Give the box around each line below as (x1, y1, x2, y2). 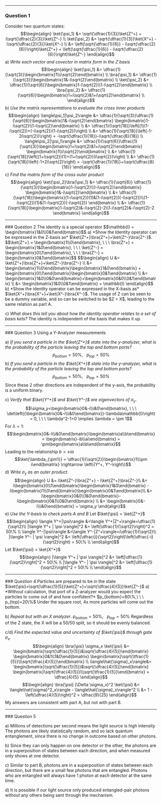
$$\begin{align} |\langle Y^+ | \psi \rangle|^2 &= (19, 554, 115, 560)
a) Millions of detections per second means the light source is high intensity (5, 723, 156, 729)
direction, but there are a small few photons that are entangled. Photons (5, 768, 148, 773)
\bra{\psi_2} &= (56, 87, 87, 93)
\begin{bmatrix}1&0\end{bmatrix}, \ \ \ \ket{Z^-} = (5, 245, 104, 251)
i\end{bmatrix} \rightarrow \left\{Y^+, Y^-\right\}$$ (30, 461, 132, 467)
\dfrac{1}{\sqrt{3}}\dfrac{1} (99, 112, 154, 119)
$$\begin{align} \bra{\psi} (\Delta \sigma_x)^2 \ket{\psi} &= (22, 682, 140, 688)
